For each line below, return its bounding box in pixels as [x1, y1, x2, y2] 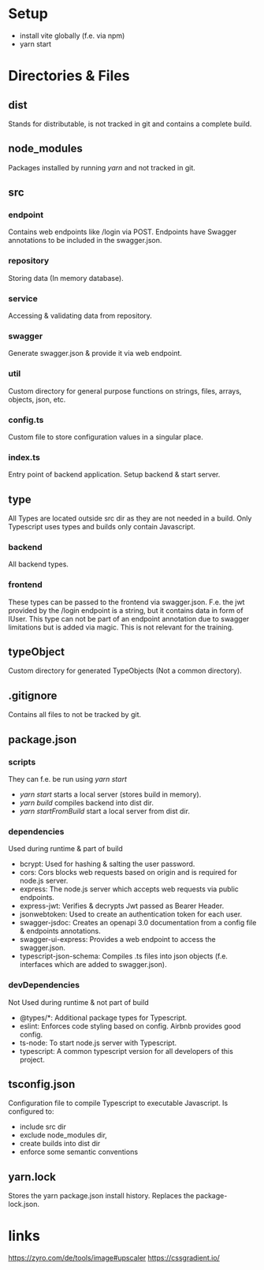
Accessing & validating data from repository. [8, 311, 152, 320]
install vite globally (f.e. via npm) [19, 31, 125, 40]
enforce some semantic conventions [19, 1147, 139, 1156]
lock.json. [8, 1200, 39, 1209]
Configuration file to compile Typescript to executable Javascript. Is [8, 1098, 229, 1108]
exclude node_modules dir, [19, 1130, 108, 1140]
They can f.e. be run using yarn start [8, 774, 128, 783]
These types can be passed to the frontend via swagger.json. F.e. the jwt [8, 597, 245, 607]
